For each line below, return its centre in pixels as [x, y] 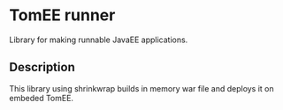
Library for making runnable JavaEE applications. [99, 40]
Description [42, 67]
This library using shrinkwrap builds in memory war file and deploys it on [141, 88]
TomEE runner [62, 15]
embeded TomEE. [41, 98]
